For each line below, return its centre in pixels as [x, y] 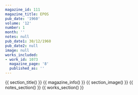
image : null [17, 50]
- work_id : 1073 [21, 59]
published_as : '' [27, 69]
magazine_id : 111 [23, 9]
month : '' [15, 32]
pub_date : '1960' [23, 19]
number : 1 [15, 28]
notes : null [17, 37]
